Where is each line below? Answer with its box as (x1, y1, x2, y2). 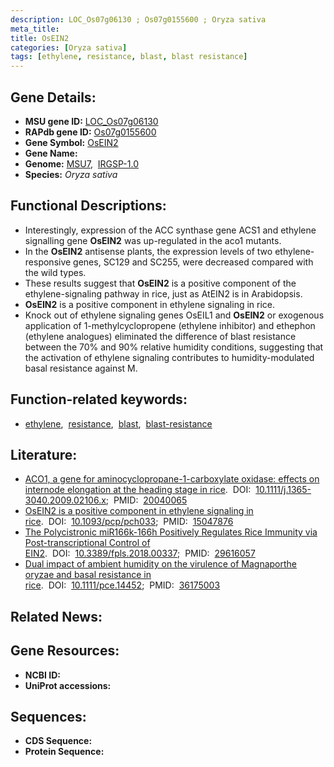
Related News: (10, 608, 103, 625)
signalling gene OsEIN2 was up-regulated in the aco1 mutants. (24, 234, 282, 246)
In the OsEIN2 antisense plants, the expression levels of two (24, 245, 273, 257)
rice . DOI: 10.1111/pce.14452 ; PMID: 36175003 (24, 579, 221, 591)
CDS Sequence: (24, 735, 93, 747)
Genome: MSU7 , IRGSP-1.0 (24, 157, 139, 170)
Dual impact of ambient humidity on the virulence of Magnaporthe (24, 558, 298, 570)
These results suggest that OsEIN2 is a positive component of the (24, 277, 297, 289)
